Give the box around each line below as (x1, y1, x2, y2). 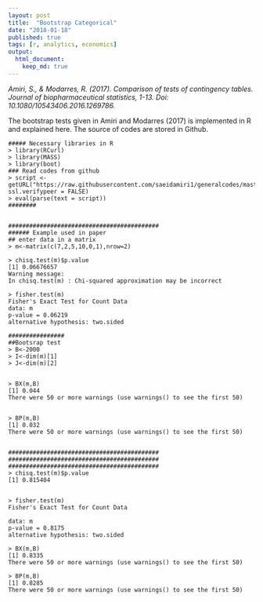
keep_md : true (22, 63, 68, 71)
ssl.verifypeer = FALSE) (8, 188, 89, 195)
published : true (8, 33, 61, 42)
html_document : (15, 56, 65, 64)
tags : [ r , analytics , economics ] (8, 41, 117, 49)
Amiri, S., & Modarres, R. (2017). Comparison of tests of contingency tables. (8, 84, 254, 93)
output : (8, 48, 34, 56)
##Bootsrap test (8, 338, 61, 346)
